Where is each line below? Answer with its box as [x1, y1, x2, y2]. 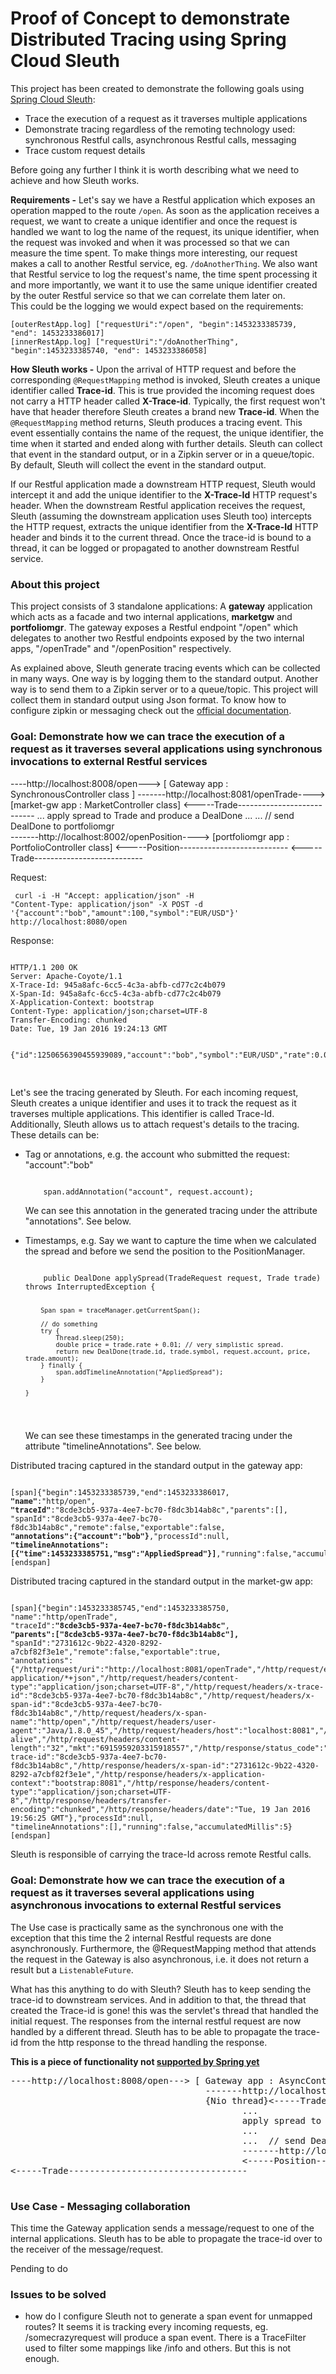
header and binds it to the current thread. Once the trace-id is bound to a [10, 531, 312, 543]
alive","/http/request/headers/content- [10, 1735, 182, 1745]
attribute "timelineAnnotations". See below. [24, 1440, 202, 1452]
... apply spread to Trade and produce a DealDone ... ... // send [36, 809, 295, 821]
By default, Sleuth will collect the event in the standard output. [10, 458, 267, 471]
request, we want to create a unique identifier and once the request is [10, 215, 298, 227]
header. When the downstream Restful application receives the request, [10, 499, 306, 511]
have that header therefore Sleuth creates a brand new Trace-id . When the [10, 405, 320, 417]
